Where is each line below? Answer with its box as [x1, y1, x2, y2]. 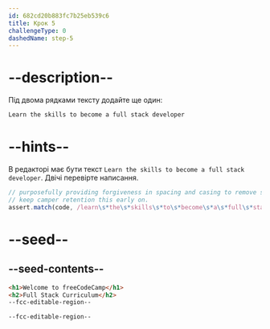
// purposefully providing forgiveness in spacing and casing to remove [8, 189, 257, 197]
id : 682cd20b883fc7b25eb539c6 [8, 11, 110, 20]
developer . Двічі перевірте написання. [8, 173, 139, 182]
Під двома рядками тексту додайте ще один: [8, 95, 163, 105]
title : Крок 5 [8, 19, 56, 27]
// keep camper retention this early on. [8, 196, 149, 204]
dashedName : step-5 [8, 34, 74, 43]
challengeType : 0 [8, 26, 67, 35]
